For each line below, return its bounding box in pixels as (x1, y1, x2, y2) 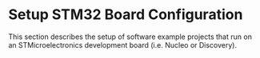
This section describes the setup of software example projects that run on (8, 32, 252, 41)
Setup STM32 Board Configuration (8, 6, 243, 24)
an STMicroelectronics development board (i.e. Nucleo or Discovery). (8, 40, 238, 49)
